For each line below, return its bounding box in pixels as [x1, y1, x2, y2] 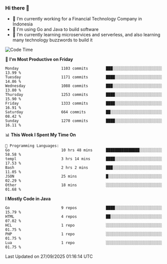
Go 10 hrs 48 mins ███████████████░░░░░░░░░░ [5, 148, 162, 153]
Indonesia [12, 21, 33, 27]
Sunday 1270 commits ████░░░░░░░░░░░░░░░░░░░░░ [5, 118, 162, 124]
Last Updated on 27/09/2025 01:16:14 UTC [5, 254, 93, 260]
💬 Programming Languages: [5, 143, 59, 149]
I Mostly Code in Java [5, 196, 51, 202]
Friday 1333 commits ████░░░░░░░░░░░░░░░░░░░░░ [5, 101, 162, 106]
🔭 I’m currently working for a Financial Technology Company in [12, 16, 142, 22]
